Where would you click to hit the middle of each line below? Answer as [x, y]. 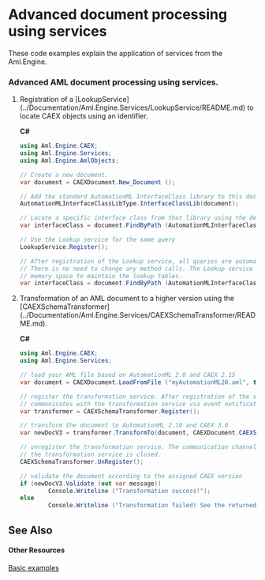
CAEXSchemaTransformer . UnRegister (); [82, 461]
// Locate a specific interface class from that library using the [132, 218]
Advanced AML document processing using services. [114, 82]
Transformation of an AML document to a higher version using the [127, 299]
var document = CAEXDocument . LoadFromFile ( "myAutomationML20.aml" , [134, 382]
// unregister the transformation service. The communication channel [138, 447]
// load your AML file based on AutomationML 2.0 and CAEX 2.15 [127, 375]
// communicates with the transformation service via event [120, 404]
